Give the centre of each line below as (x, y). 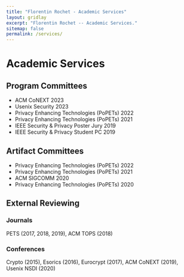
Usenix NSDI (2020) (31, 268)
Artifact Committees (45, 151)
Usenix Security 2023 (42, 107)
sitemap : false (25, 28)
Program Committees (47, 85)
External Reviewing (43, 204)
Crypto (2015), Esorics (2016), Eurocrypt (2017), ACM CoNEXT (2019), (92, 262)
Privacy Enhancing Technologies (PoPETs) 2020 (74, 184)
